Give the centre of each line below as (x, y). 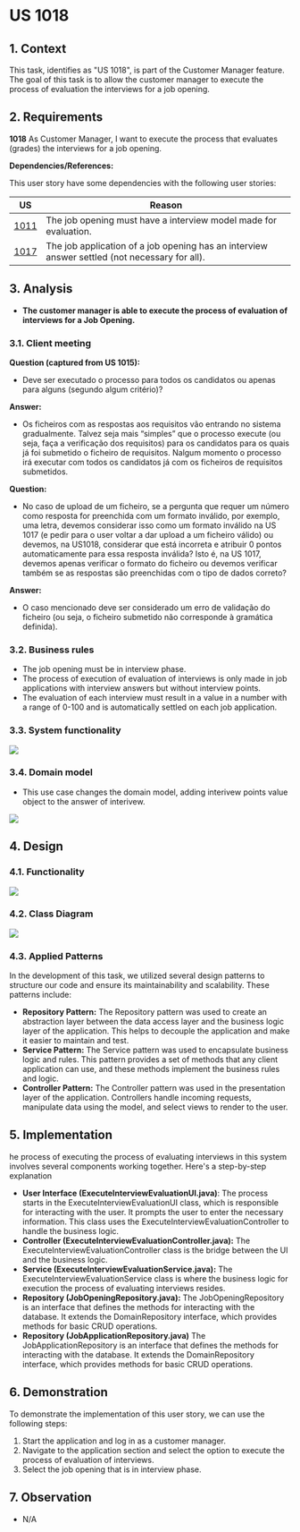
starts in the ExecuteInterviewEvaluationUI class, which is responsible (150, 1202)
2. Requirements (56, 117)
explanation (31, 1175)
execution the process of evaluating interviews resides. (124, 1288)
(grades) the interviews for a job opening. (86, 148)
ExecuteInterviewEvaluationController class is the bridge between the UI (155, 1250)
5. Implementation (61, 1135)
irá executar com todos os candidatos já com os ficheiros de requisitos (152, 462)
